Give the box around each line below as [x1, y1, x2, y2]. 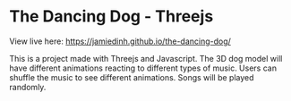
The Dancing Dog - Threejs [9, 6, 214, 27]
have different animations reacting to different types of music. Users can [9, 63, 278, 73]
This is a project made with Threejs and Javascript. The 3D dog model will [9, 53, 283, 63]
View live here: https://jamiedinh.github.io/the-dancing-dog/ [9, 36, 231, 46]
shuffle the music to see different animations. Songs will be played [9, 72, 254, 82]
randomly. [9, 81, 47, 92]
